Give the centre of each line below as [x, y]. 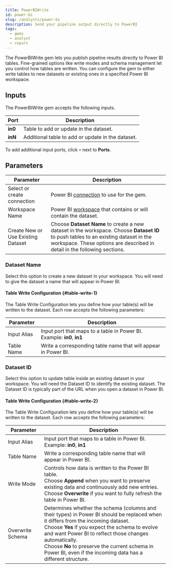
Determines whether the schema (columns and [100, 508]
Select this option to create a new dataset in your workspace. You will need [84, 276]
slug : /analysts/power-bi [33, 19]
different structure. [66, 559]
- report [19, 43]
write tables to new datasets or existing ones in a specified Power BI [77, 74]
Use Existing [23, 237]
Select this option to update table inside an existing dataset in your [75, 378]
